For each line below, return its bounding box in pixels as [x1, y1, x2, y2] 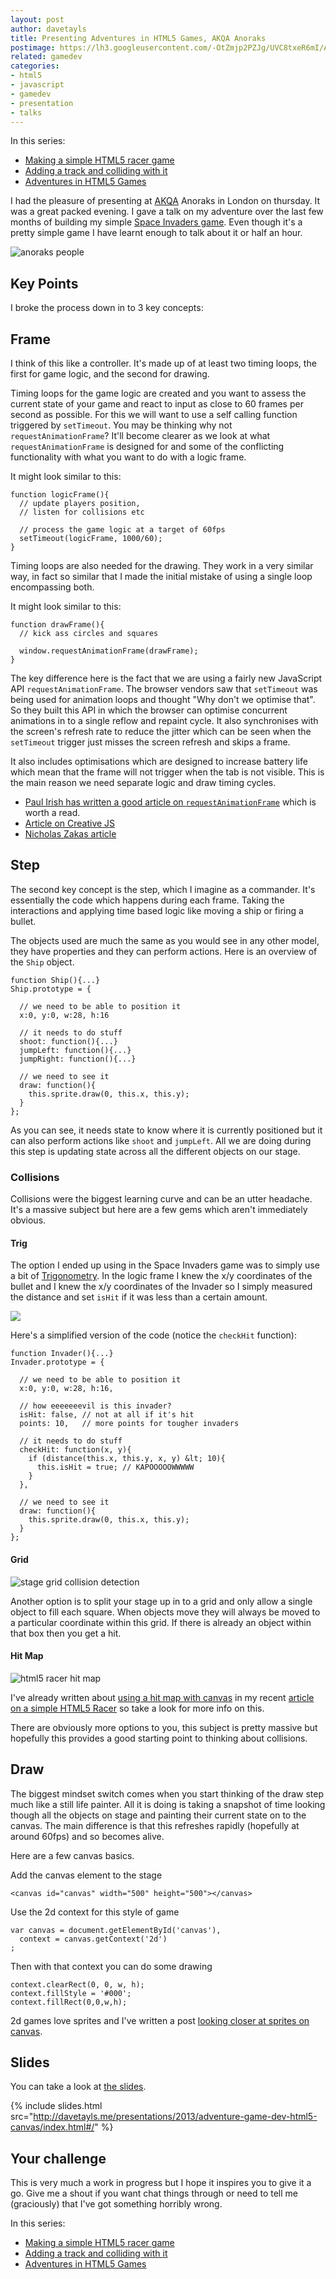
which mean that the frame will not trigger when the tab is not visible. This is [10, 766, 325, 778]
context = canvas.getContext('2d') [19, 1934, 168, 1944]
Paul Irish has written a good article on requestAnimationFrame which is [24, 796, 317, 808]
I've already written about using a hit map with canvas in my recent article [10, 1691, 315, 1703]
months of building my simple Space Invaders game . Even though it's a [10, 216, 303, 228]
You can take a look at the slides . [10, 2081, 147, 2093]
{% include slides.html [10, 2100, 103, 2112]
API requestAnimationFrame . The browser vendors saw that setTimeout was [10, 683, 318, 695]
